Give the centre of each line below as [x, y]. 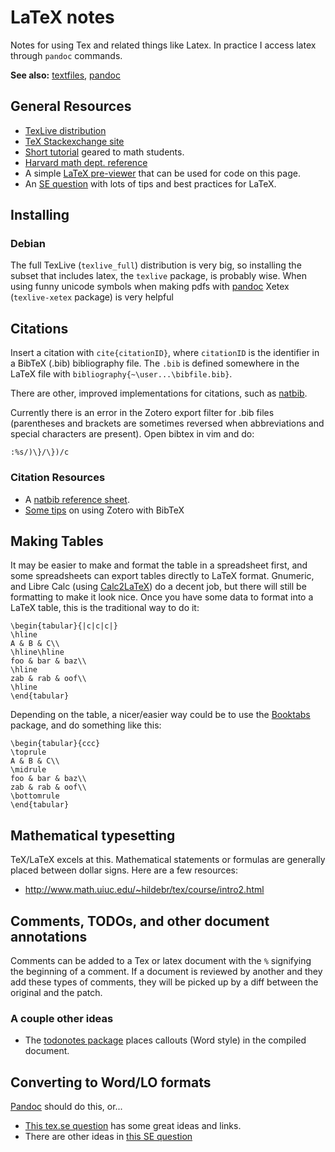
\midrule [28, 770]
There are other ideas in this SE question [108, 1137]
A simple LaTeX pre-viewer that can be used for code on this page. [162, 173]
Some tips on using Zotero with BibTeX [104, 510]
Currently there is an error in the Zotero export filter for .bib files [142, 413]
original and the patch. [56, 992]
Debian [28, 244]
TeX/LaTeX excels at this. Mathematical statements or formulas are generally [168, 860]
